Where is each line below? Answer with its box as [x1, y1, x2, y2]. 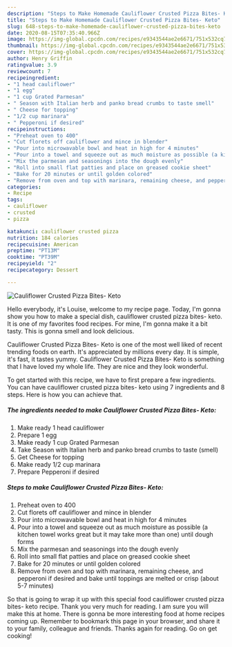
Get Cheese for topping [17, 453, 84, 461]
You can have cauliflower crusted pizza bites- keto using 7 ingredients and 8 [7, 383, 225, 391]
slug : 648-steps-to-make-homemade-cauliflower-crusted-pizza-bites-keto [7, 23, 221, 30]
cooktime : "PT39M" [7, 253, 60, 261]
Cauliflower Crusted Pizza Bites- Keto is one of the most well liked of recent [7, 340, 223, 349]
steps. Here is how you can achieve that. [7, 390, 123, 398]
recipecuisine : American [7, 241, 79, 248]
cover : [7, 49, 26, 56]
